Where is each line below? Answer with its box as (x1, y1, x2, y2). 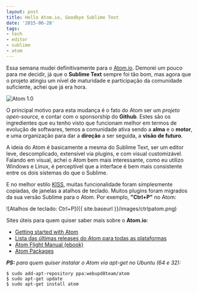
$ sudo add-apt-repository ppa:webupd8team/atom (6, 270, 130, 276)
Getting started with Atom (14, 228, 79, 235)
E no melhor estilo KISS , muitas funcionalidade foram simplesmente (6, 180, 173, 188)
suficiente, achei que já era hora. (6, 83, 87, 90)
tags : (6, 25, 20, 32)
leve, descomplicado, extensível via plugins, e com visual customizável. (6, 150, 183, 157)
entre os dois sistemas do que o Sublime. (6, 169, 108, 176)
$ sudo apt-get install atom (6, 281, 79, 287)
